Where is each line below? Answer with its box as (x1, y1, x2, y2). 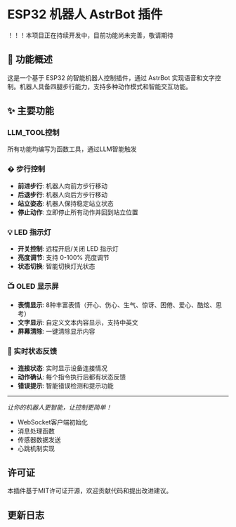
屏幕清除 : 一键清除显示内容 (17, 327, 96, 336)
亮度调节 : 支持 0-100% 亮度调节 (17, 254, 110, 262)
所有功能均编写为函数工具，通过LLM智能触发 (7, 145, 137, 153)
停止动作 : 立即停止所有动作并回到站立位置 (17, 208, 138, 216)
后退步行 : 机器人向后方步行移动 (17, 190, 107, 199)
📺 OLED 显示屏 (7, 281, 59, 291)
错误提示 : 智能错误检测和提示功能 (17, 381, 114, 390)
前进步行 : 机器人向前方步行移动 (17, 181, 107, 190)
